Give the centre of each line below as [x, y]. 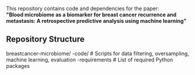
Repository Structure [46, 40]
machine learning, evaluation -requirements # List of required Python [90, 59]
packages [18, 66]
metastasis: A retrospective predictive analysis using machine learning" [96, 21]
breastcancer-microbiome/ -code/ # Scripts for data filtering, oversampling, [98, 53]
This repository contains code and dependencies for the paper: [83, 8]
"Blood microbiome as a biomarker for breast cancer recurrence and [91, 15]
